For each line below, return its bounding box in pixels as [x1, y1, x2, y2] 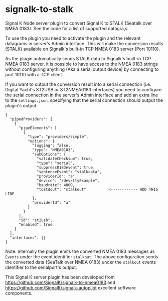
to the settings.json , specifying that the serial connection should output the [5, 97, 163, 103]
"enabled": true [18, 222, 53, 227]
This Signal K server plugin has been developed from [5, 274, 115, 280]
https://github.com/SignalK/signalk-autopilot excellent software [5, 284, 136, 290]
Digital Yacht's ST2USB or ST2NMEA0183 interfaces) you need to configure [5, 86, 162, 92]
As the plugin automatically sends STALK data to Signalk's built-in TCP [5, 55, 151, 61]
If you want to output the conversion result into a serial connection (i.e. [5, 81, 151, 87]
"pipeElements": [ [18, 125, 57, 130]
